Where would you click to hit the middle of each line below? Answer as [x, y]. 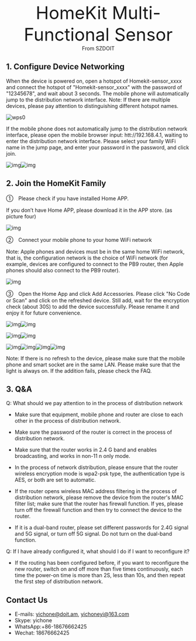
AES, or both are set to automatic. [55, 480]
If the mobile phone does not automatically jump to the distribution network [97, 129]
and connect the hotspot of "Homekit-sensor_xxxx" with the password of [94, 87]
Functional [67, 34]
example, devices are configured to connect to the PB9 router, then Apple [95, 264]
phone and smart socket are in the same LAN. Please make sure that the [93, 365]
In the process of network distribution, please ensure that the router [96, 467]
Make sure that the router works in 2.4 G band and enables [85, 450]
